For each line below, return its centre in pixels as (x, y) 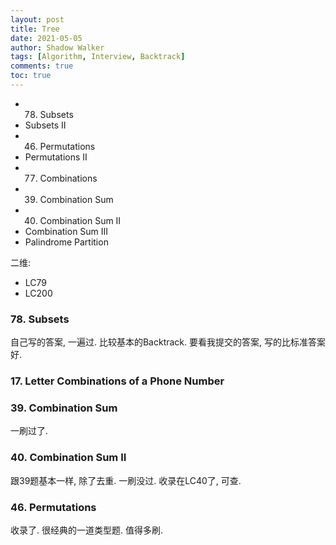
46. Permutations (53, 507)
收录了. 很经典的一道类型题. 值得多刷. (86, 530)
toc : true (31, 76)
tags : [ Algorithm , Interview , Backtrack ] (98, 57)
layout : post (37, 19)
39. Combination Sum (64, 408)
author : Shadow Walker (57, 47)
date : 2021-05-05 (46, 38)
